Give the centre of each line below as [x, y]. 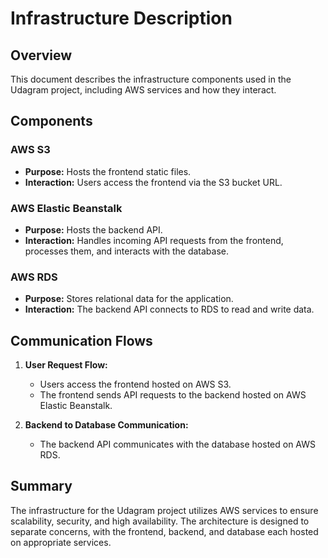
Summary [41, 486]
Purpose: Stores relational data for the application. [129, 299]
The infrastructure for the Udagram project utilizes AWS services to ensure [164, 510]
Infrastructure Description [121, 18]
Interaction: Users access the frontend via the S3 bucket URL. [153, 182]
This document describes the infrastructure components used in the [151, 79]
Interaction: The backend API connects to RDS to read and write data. [169, 309]
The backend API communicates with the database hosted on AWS [178, 444]
